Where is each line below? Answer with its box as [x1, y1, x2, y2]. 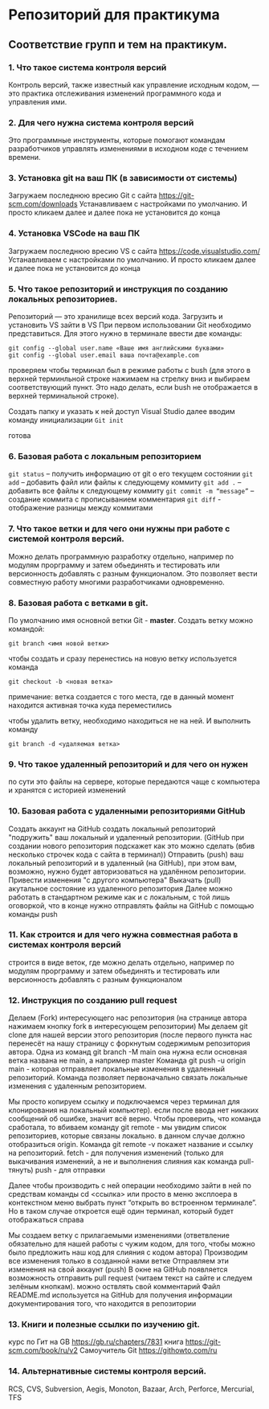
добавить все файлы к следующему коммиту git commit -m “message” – [8, 486, 255, 496]
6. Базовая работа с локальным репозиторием [8, 450, 202, 461]
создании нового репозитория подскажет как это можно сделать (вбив [8, 841, 255, 850]
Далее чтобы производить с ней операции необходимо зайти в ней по [8, 1181, 251, 1190]
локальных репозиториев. [8, 293, 118, 305]
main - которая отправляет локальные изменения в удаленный [8, 1064, 225, 1074]
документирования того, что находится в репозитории [8, 1299, 197, 1309]
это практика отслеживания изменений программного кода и [8, 88, 222, 98]
